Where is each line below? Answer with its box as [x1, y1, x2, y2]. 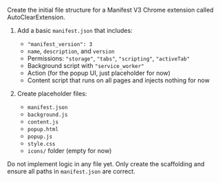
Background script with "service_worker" [27, 62, 144, 69]
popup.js [27, 133, 53, 140]
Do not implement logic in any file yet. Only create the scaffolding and [7, 160, 205, 168]
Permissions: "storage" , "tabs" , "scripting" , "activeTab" [27, 54, 190, 62]
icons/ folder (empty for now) [27, 147, 112, 155]
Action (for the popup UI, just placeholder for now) [27, 69, 170, 77]
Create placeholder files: [16, 89, 87, 98]
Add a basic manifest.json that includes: [16, 27, 133, 34]
